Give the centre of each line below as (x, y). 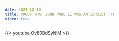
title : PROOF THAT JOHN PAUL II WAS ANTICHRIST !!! (60, 14)
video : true (17, 19)
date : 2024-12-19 (23, 10)
